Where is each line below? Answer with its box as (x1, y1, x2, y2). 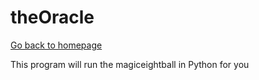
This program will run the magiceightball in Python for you (10, 58, 250, 70)
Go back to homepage (10, 39, 103, 51)
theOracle (10, 6, 95, 29)
